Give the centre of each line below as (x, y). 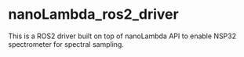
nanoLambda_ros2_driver (93, 14)
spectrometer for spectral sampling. (66, 44)
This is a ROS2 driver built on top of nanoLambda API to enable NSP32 (122, 36)
